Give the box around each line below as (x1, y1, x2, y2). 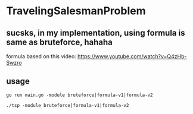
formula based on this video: (6, 53, 76, 60)
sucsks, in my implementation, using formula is (6, 28, 185, 38)
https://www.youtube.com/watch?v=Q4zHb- (77, 53, 187, 60)
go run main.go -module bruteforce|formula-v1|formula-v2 (6, 92, 153, 98)
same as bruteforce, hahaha (6, 37, 113, 47)
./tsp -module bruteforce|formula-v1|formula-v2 (6, 102, 129, 108)
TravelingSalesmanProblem (6, 4, 146, 18)
